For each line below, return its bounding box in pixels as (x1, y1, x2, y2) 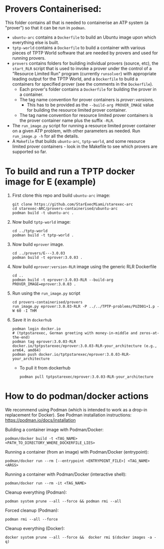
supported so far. (12, 148, 47, 155)
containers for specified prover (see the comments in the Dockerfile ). (12, 81, 153, 87)
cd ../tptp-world (12, 229, 48, 233)
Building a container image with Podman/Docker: (5, 427, 104, 433)
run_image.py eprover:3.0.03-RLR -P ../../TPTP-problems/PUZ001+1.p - (12, 304, 160, 309)
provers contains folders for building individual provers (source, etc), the (12, 60, 159, 66)
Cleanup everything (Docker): (5, 525, 65, 531)
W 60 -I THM (12, 308, 37, 313)
